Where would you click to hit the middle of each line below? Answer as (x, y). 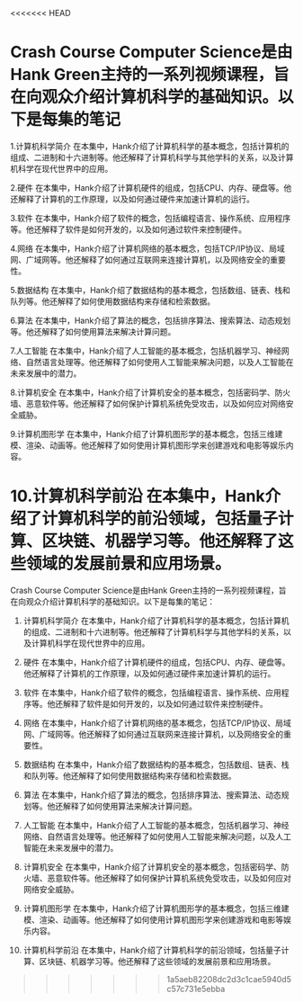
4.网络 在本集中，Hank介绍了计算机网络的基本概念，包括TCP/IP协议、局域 (148, 248)
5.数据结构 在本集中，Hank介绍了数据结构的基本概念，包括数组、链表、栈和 (151, 290)
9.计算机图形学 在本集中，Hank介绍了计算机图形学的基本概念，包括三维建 (147, 434)
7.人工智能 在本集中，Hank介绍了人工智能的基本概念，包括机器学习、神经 (146, 351)
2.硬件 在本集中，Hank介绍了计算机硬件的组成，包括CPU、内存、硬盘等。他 (151, 187)
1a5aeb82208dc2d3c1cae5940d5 (229, 979)
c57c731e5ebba (196, 989)
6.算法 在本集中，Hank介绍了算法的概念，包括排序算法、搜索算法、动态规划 (151, 320)
